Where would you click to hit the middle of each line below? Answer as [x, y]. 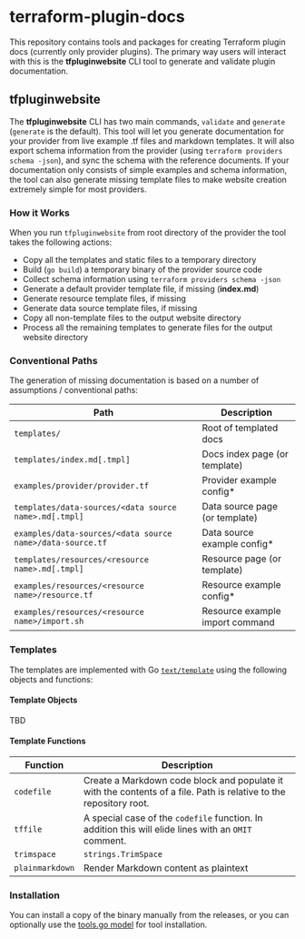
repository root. [116, 803]
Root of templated [240, 428]
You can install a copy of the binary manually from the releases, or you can [149, 915]
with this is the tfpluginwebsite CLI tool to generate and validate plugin [143, 61]
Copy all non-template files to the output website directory [132, 318]
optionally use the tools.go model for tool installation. [108, 924]
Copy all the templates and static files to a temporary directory [139, 260]
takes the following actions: [60, 242]
